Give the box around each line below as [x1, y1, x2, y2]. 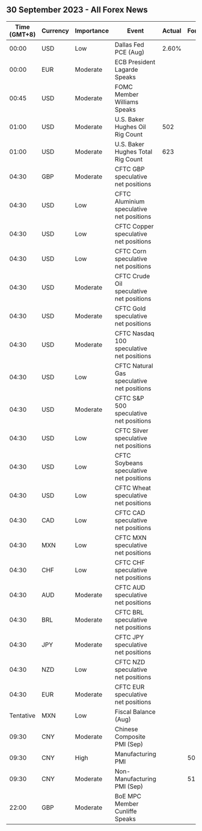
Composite [114, 732, 146, 741]
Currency [41, 27, 69, 35]
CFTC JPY [114, 633, 144, 641]
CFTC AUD [114, 583, 145, 592]
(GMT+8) [9, 30, 36, 39]
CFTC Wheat [114, 484, 151, 492]
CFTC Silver [114, 426, 148, 435]
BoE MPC [114, 792, 142, 800]
